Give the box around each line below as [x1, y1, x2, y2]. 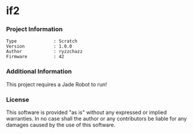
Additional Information [6, 68, 72, 76]
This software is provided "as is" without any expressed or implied [6, 109, 167, 116]
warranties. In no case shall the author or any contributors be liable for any [6, 115, 187, 122]
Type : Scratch [6, 38, 78, 45]
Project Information [6, 25, 63, 33]
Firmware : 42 [6, 54, 65, 60]
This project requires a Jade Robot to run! [6, 81, 107, 88]
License [6, 95, 29, 103]
